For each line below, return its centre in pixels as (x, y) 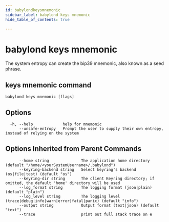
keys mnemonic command (48, 85)
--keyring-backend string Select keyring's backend (78, 169)
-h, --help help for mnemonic (56, 124)
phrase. (13, 69)
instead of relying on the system (42, 133)
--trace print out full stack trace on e (86, 214)
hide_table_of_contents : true (38, 19)
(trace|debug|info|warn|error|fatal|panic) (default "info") (72, 201)
